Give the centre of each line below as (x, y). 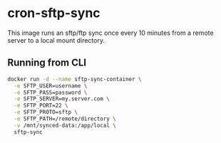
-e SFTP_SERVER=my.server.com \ (62, 99)
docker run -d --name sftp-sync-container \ (74, 79)
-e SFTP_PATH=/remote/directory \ (65, 119)
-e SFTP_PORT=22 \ (41, 106)
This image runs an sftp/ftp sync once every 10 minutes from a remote (110, 33)
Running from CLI (47, 63)
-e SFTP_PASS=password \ (51, 92)
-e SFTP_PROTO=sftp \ (46, 112)
